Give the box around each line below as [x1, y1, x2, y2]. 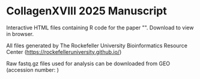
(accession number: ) [6, 66, 59, 73]
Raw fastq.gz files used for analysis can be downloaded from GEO [6, 60, 171, 67]
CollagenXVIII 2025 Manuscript [6, 4, 167, 18]
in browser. [6, 30, 34, 37]
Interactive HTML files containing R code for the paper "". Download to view [6, 24, 194, 31]
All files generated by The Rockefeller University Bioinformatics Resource [6, 42, 188, 49]
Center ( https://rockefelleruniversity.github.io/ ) [6, 48, 122, 55]
